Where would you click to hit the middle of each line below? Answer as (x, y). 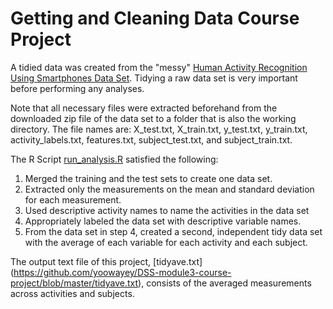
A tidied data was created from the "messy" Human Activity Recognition (159, 67)
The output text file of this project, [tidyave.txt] (106, 261)
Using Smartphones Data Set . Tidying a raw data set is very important (154, 78)
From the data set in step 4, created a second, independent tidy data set (173, 231)
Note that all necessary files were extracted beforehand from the (144, 108)
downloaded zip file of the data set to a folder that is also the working (153, 118)
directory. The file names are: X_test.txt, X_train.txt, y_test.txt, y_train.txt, (159, 129)
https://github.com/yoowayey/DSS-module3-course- (122, 272)
